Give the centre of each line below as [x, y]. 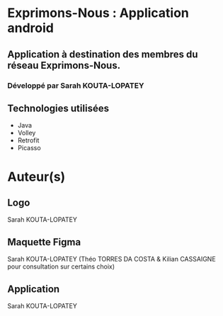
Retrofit [28, 140]
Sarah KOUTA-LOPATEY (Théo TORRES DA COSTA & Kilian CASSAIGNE [111, 259]
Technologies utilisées [58, 108]
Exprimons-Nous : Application [98, 13]
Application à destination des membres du [103, 54]
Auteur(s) [36, 177]
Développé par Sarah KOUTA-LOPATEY [76, 85]
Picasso [29, 148]
